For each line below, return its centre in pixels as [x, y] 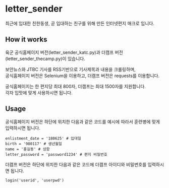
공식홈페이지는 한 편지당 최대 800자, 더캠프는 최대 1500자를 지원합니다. [76, 86]
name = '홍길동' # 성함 [27, 149]
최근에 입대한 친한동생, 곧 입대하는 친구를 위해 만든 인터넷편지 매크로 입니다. [80, 23]
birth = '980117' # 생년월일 [34, 144]
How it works [26, 40]
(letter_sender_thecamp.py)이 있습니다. [45, 58]
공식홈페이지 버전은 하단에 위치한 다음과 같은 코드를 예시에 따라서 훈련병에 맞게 [83, 121]
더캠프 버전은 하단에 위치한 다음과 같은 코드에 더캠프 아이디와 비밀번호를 [76, 164]
